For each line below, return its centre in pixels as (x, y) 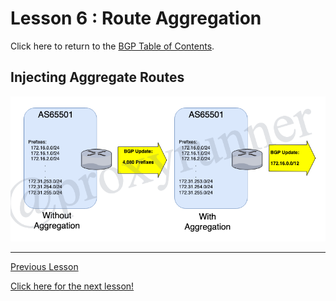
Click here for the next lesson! (72, 286)
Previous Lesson (44, 266)
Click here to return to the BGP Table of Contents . (112, 46)
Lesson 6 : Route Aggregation (136, 18)
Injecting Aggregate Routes (97, 77)
